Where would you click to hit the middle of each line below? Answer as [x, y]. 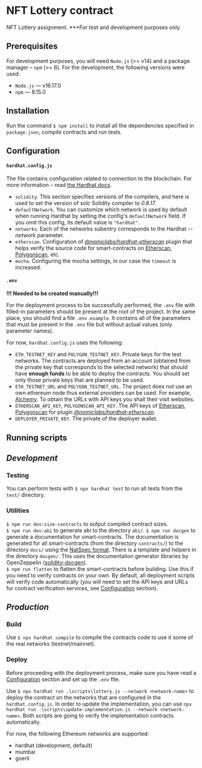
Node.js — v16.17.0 [38, 85]
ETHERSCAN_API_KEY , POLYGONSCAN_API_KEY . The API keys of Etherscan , [100, 406]
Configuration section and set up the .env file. [63, 679]
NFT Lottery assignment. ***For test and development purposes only [93, 27]
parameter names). [30, 331]
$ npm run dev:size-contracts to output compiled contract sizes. [87, 524]
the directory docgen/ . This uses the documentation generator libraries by [97, 556]
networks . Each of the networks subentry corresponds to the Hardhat [101, 229]
